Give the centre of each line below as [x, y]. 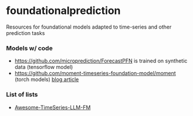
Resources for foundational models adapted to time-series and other [89, 27]
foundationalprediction [63, 11]
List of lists [22, 94]
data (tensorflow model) [44, 67]
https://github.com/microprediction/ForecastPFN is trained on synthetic [101, 61]
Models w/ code [29, 48]
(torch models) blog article [47, 79]
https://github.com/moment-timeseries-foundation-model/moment [95, 73]
